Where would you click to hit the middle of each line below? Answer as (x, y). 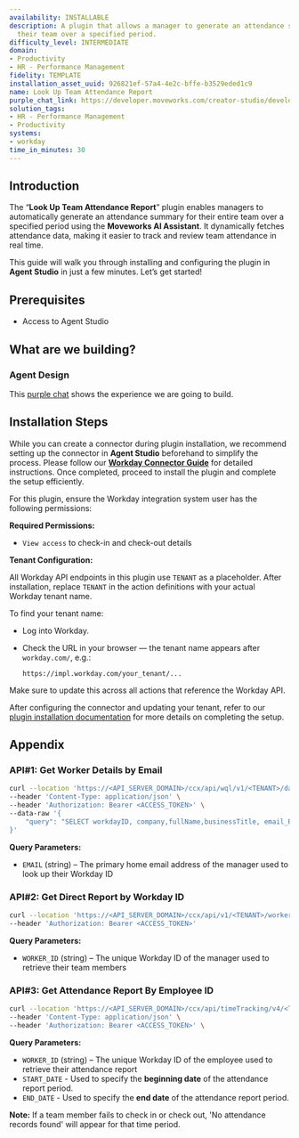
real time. (26, 245)
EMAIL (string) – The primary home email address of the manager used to (155, 864)
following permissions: (50, 508)
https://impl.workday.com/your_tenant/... (102, 673)
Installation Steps (59, 423)
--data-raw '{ (36, 814)
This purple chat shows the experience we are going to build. (121, 394)
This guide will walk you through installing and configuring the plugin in (140, 263)
